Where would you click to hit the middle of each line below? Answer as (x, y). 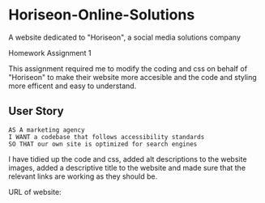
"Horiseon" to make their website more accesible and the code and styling (132, 77)
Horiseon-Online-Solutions (102, 15)
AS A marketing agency (47, 130)
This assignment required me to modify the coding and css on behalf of (128, 68)
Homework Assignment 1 (50, 53)
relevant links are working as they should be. (83, 176)
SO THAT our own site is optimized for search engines (103, 144)
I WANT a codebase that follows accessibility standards (107, 137)
